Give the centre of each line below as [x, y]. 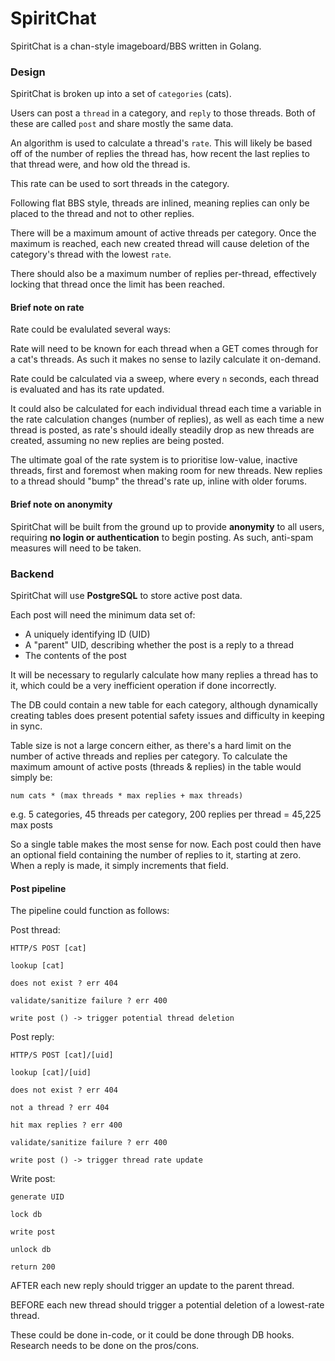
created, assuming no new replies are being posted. [117, 441]
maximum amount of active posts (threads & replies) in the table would [156, 766]
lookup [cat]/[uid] [51, 1073]
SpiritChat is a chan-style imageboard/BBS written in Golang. [136, 46]
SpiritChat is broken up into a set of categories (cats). [121, 94]
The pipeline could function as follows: [90, 911]
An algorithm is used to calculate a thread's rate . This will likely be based [161, 143]
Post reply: [32, 1037]
